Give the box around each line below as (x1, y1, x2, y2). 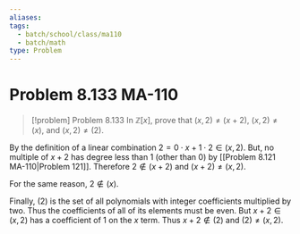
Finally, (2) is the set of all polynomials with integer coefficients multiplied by (9, 196, 292, 206)
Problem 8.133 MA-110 (9, 85, 179, 105)
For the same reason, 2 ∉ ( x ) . (9, 179, 119, 189)
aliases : (9, 13, 42, 22)
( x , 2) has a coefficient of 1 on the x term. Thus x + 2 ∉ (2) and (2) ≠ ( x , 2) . (9, 215, 284, 226)
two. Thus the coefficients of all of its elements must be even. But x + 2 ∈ (9, 205, 281, 216)
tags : (9, 21, 30, 30)
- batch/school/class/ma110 (17, 29, 123, 38)
